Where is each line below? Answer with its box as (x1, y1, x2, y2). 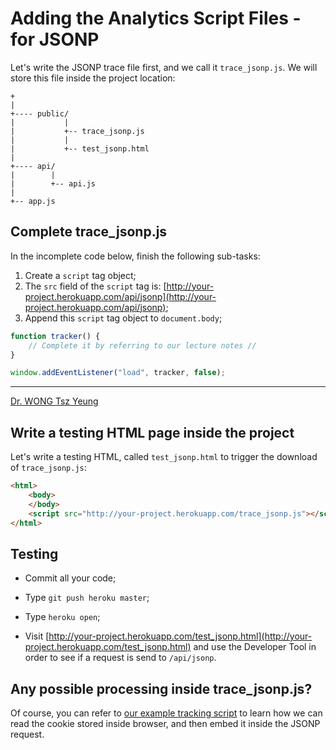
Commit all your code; (24, 572, 117, 584)
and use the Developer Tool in (193, 641, 317, 653)
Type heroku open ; (24, 611, 101, 623)
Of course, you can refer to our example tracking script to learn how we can (10, 707, 323, 719)
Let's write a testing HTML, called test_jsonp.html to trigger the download (10, 451, 318, 463)
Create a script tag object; (24, 269, 137, 281)
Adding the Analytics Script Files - (10, 7, 302, 30)
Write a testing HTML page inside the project (10, 424, 295, 441)
